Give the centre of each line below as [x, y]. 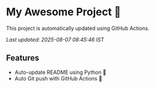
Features [23, 58]
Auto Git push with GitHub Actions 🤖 [58, 78]
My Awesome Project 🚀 [64, 12]
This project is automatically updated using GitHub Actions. [78, 28]
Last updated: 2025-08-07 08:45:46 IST [55, 39]
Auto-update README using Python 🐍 [60, 72]
